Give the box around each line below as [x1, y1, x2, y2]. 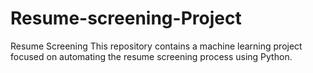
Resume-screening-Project [10, 7, 242, 30]
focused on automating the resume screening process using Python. [10, 50, 293, 62]
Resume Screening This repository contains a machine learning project [10, 40, 303, 52]
